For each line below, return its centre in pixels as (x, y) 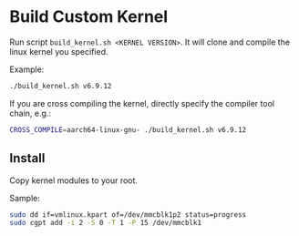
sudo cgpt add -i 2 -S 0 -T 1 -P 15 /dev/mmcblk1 (106, 223)
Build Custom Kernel (89, 17)
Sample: (25, 198)
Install (27, 158)
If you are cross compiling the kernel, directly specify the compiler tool (142, 103)
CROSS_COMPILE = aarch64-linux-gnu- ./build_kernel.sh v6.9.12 (128, 129)
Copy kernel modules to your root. (74, 180)
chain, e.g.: (31, 113)
